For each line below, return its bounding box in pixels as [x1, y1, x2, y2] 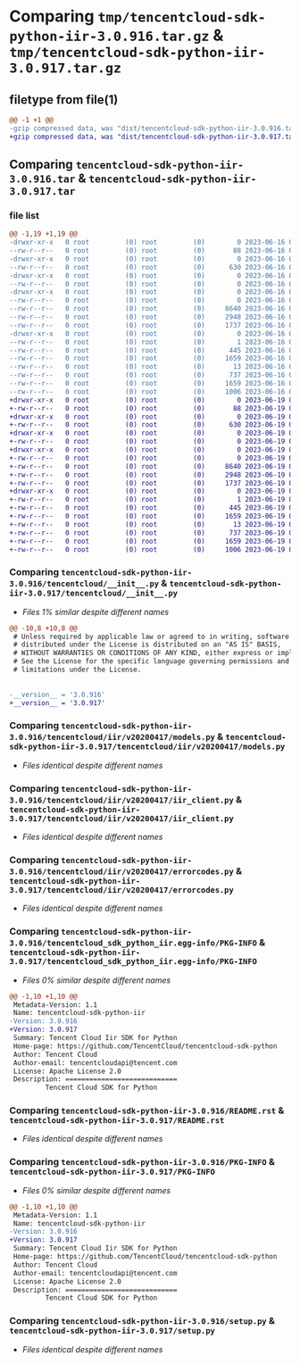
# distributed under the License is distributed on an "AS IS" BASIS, [12, 640, 281, 649]
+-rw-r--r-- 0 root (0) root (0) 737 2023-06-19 [9, 528, 286, 537]
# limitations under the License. [12, 665, 142, 675]
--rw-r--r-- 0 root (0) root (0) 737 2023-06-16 [9, 370, 286, 380]
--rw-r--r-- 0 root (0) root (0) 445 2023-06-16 [9, 345, 286, 354]
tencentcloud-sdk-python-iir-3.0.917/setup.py [9, 1326, 216, 1336]
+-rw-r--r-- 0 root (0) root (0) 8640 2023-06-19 [9, 462, 286, 470]
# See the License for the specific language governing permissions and [12, 657, 290, 666]
